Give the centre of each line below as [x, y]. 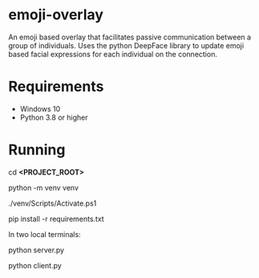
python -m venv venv [43, 187]
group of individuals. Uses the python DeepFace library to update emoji [126, 45]
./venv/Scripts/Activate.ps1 [53, 203]
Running [37, 150]
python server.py [36, 250]
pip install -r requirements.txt [56, 219]
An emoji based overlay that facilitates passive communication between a [129, 37]
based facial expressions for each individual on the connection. [113, 54]
